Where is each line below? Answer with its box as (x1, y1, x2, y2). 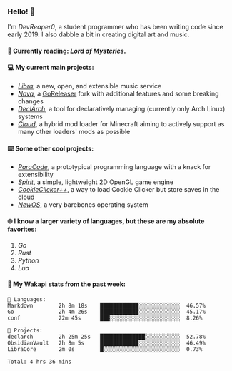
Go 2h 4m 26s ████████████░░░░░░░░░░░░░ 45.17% (7, 308, 206, 315)
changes (17, 97, 44, 106)
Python (17, 256, 39, 265)
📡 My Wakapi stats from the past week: (7, 280, 126, 288)
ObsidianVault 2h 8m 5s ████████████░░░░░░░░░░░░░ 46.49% (7, 339, 206, 347)
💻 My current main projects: (7, 63, 94, 72)
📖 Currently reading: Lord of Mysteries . (7, 46, 126, 55)
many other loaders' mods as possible (17, 128, 131, 136)
